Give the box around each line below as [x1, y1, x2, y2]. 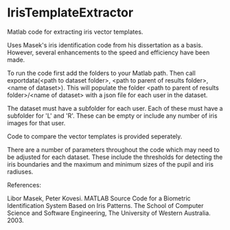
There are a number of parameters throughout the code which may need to [7, 145, 220, 154]
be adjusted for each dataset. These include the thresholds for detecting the [7, 153, 223, 161]
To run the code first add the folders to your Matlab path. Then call [7, 69, 196, 77]
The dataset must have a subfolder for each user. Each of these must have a [7, 104, 223, 112]
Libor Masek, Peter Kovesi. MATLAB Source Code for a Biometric [7, 194, 191, 202]
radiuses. [7, 167, 34, 176]
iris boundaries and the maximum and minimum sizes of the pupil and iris [7, 160, 214, 168]
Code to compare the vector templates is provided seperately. [7, 132, 183, 140]
